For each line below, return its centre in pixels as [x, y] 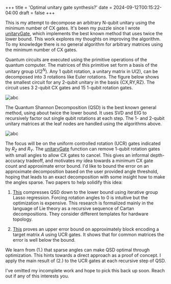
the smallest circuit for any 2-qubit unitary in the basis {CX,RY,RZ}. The [80, 82]
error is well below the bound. [44, 240]
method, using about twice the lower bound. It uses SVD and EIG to [76, 113]
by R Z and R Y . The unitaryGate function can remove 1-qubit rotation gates [83, 149]
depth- [157, 156]
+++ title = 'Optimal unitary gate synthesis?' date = [59, 7]
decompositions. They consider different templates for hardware [81, 214]
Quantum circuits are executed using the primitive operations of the [76, 60]
